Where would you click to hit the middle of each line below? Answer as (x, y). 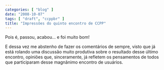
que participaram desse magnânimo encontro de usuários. (64, 62)
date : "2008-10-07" (25, 14)
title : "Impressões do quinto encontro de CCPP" (56, 23)
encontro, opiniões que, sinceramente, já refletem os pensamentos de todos (82, 57)
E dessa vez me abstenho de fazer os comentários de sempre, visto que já (80, 47)
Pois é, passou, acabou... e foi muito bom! (47, 37)
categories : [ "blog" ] (29, 10)
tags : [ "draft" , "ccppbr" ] (35, 19)
